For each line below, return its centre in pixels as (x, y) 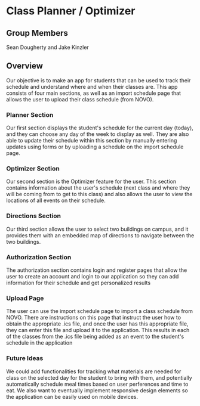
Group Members (37, 33)
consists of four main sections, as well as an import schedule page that (93, 93)
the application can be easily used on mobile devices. (72, 396)
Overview (25, 66)
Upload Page (25, 298)
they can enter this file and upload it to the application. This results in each (98, 330)
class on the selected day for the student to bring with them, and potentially (99, 377)
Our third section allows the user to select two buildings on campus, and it (97, 229)
